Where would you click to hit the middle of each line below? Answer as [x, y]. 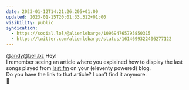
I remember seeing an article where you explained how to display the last [95, 62]
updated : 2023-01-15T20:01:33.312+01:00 [56, 17]
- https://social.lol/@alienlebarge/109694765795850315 [81, 34]
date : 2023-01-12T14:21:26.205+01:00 [52, 11]
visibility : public [30, 22]
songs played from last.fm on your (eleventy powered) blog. [79, 68]
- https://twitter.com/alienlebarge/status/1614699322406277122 [92, 39]
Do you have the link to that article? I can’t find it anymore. [76, 74]
